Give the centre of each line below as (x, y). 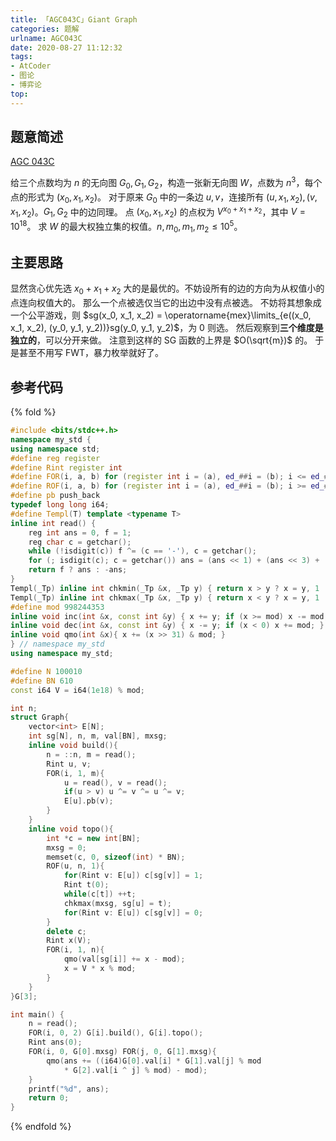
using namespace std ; (55, 449)
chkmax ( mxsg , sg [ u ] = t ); (117, 903)
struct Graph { (40, 717)
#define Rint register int (66, 467)
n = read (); (53, 1024)
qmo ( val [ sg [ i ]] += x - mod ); (124, 959)
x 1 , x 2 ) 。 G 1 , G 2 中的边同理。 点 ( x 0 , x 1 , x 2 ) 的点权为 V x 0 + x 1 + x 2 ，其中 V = (158, 212)
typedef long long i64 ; (60, 505)
